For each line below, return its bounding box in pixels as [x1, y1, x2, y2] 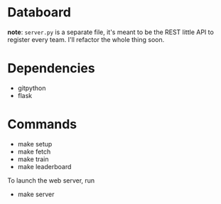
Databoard [7, 4, 71, 21]
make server [17, 190, 55, 198]
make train [17, 154, 49, 163]
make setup [17, 139, 53, 148]
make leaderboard [17, 162, 72, 171]
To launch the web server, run [7, 176, 95, 185]
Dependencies [7, 60, 95, 77]
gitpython [17, 83, 46, 92]
